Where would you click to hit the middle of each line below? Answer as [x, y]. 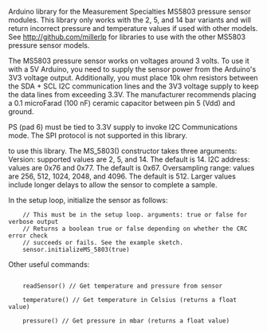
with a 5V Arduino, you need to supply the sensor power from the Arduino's [132, 69]
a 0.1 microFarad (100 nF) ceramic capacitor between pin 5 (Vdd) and [122, 103]
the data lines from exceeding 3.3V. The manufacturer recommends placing [132, 94]
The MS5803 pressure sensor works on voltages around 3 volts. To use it [129, 61]
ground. [21, 112]
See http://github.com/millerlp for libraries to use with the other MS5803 [127, 37]
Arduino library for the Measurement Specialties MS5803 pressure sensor [130, 12]
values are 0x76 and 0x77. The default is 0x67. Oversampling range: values [132, 168]
